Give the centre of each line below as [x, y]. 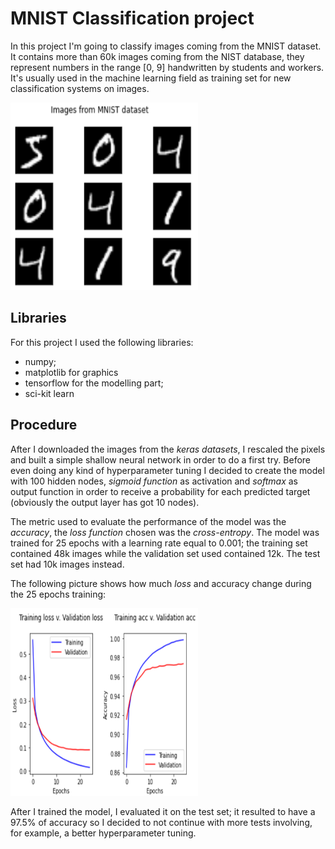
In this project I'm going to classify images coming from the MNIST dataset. [166, 46]
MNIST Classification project [132, 18]
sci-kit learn [49, 393]
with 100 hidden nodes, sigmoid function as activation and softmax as [154, 481]
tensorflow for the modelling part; [94, 383]
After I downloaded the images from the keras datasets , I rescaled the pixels [168, 449]
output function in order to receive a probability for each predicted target [160, 491]
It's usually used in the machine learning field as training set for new [151, 78]
